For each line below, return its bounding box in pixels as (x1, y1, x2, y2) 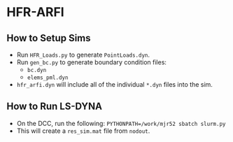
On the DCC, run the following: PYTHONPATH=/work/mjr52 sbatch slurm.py (16, 119, 226, 127)
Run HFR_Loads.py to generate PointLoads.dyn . (16, 50, 150, 59)
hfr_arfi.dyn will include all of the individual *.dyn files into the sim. (16, 80, 213, 88)
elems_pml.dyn (27, 74, 69, 81)
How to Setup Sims (6, 32, 92, 44)
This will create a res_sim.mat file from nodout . (16, 127, 150, 135)
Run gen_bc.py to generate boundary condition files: (16, 58, 167, 66)
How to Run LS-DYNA (6, 101, 103, 113)
